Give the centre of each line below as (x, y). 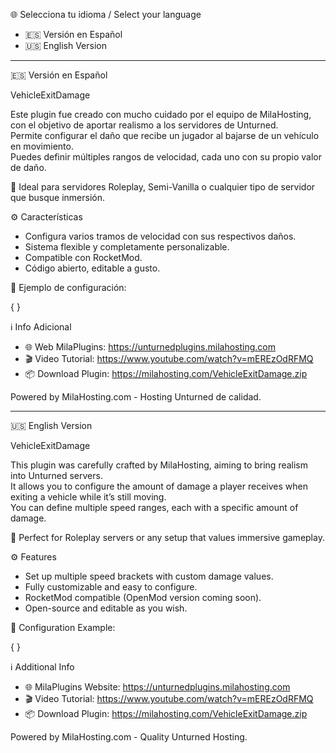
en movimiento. (42, 146)
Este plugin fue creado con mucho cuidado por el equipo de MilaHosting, (161, 114)
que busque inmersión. (57, 197)
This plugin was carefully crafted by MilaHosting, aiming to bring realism (159, 465)
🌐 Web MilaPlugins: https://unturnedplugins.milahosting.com (150, 347)
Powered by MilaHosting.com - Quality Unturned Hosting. (129, 737)
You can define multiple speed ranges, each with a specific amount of (154, 507)
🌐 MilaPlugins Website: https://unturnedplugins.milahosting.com (157, 687)
